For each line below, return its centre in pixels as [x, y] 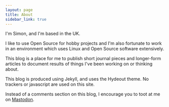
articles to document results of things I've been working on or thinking [79, 64]
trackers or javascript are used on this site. [50, 84]
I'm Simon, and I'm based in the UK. [43, 34]
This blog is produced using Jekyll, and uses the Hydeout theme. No [77, 79]
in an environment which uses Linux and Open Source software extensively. [85, 49]
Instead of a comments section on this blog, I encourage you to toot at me [83, 94]
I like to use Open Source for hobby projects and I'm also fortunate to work [83, 43]
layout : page [19, 10]
